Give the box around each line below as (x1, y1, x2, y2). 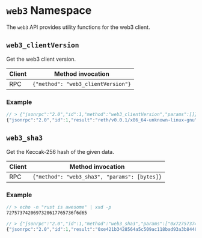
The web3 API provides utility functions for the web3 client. (6, 23, 150, 31)
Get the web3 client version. (6, 55, 76, 63)
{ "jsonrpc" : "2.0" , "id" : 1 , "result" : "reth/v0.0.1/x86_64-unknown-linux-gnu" (6, 117, 198, 123)
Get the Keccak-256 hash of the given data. (6, 148, 114, 155)
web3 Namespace (6, 4, 92, 17)
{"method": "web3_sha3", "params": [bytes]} (32, 173, 162, 180)
